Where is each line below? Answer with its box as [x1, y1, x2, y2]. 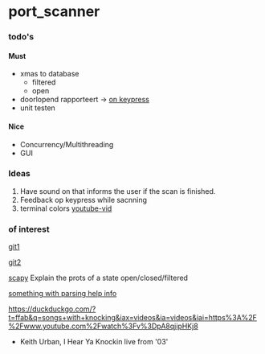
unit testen [19, 103, 56, 113]
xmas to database [19, 69, 79, 79]
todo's [8, 31, 35, 43]
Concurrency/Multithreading [19, 139, 114, 149]
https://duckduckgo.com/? [8, 304, 96, 314]
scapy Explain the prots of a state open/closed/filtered [8, 273, 189, 283]
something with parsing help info [8, 289, 117, 298]
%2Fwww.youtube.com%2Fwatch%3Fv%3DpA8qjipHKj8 [8, 321, 198, 331]
